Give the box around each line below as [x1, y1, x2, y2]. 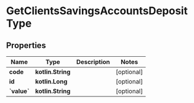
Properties [6, 40, 46, 50]
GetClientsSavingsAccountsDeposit [6, 4, 188, 18]
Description [76, 58, 110, 66]
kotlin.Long [35, 78, 68, 85]
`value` [9, 87, 30, 95]
